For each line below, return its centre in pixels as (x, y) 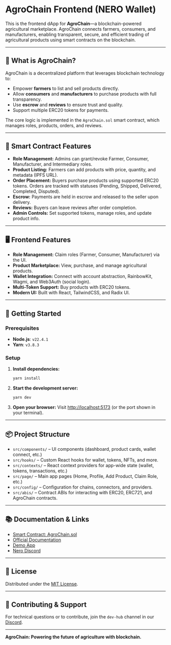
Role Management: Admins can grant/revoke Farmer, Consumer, (81, 158)
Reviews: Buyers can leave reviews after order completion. (75, 208)
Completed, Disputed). (36, 191)
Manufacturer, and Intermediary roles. (52, 164)
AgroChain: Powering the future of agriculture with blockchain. (73, 637)
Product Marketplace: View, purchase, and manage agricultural (80, 266)
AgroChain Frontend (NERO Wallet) (81, 9)
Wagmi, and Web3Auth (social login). (51, 282)
